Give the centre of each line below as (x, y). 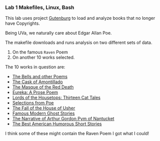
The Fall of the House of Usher (44, 108)
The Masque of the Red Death (43, 87)
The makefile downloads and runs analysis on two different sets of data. (79, 43)
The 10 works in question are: (35, 67)
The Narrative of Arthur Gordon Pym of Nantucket (63, 119)
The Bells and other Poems (40, 77)
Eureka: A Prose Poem (35, 93)
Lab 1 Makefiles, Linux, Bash (40, 7)
